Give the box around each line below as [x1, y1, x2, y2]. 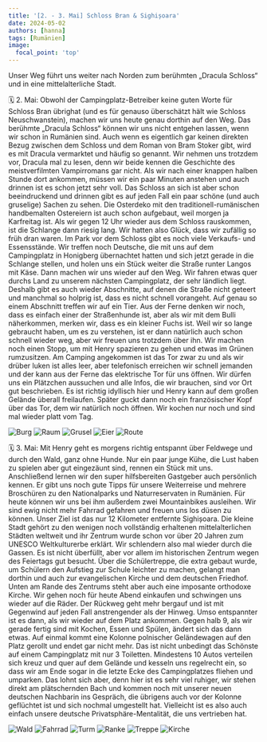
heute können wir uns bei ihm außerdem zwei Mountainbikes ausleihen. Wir [8, 497, 257, 507]
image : [8, 41, 30, 49]
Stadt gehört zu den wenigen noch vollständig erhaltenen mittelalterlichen [8, 523, 252, 531]
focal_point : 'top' [15, 49, 80, 57]
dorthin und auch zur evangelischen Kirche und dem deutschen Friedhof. [8, 574, 249, 582]
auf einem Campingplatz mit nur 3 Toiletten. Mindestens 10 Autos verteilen [8, 649, 253, 659]
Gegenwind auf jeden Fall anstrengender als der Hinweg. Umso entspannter [8, 607, 258, 617]
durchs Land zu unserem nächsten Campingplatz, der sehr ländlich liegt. [8, 276, 247, 286]
